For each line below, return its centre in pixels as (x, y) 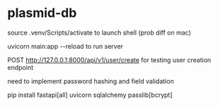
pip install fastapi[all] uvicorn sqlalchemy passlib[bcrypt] (90, 95)
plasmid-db (42, 13)
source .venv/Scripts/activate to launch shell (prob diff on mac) (99, 33)
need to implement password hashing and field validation (91, 81)
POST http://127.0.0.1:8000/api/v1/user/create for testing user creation (109, 60)
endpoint (21, 67)
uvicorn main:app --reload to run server (65, 46)
